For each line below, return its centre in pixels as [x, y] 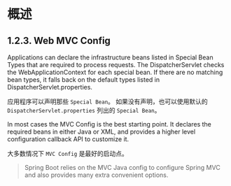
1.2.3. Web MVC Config [59, 40]
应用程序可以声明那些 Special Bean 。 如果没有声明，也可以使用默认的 [107, 101]
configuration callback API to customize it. [68, 139]
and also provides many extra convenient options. [96, 175]
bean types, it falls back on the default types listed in [84, 80]
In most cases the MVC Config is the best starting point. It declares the [110, 124]
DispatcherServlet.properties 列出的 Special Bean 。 [84, 110]
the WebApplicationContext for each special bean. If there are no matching [115, 72]
